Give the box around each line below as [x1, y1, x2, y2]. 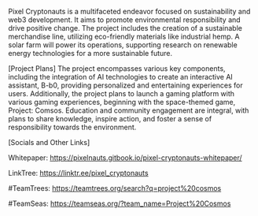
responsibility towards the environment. [8, 122, 137, 132]
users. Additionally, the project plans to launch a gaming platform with [8, 89, 234, 98]
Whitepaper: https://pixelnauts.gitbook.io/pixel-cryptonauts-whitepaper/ [8, 153, 242, 162]
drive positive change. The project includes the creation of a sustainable [8, 24, 242, 32]
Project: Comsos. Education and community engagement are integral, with [8, 106, 249, 115]
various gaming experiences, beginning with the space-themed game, [8, 98, 236, 106]
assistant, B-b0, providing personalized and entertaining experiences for [8, 80, 243, 90]
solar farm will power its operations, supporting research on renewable [8, 40, 238, 50]
